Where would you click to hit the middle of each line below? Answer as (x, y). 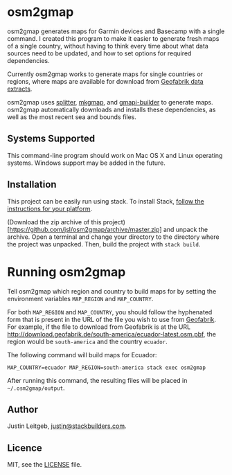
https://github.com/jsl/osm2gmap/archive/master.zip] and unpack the (109, 229)
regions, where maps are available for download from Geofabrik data (105, 81)
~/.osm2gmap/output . (36, 388)
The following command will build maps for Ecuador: (82, 355)
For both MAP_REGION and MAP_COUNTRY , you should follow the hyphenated (110, 312)
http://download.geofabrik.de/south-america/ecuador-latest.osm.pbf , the (112, 334)
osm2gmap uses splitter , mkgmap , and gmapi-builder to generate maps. (110, 102)
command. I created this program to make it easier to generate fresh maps (113, 38)
